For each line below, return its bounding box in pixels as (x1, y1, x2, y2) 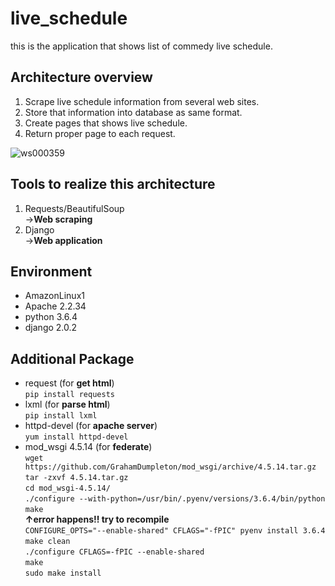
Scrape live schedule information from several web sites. (24, 95, 260, 107)
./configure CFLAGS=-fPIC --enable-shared (24, 547, 205, 557)
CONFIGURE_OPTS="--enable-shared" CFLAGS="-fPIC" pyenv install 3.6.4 (24, 526, 326, 536)
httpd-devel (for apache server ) (24, 420, 158, 432)
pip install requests (24, 390, 115, 400)
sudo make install (24, 568, 102, 579)
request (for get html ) (24, 377, 115, 389)
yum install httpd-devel (24, 432, 129, 442)
